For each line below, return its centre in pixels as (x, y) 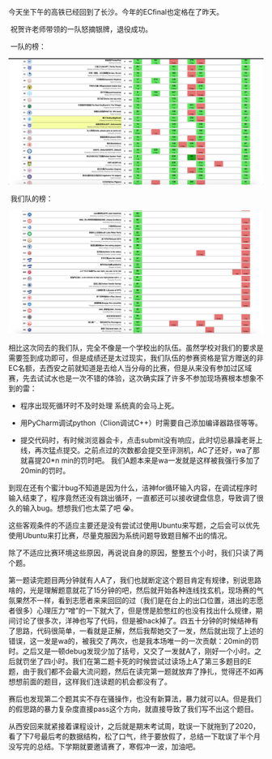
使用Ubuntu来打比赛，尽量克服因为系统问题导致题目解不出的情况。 (120, 535)
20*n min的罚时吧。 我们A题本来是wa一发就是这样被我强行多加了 (151, 460)
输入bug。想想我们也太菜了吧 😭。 (80, 508)
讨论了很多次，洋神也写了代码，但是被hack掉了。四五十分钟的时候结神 (133, 620)
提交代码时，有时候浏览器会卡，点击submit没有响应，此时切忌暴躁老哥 (138, 440)
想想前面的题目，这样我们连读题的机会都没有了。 (90, 681)
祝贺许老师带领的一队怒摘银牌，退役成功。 (81, 29)
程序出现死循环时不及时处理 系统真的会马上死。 (99, 405)
